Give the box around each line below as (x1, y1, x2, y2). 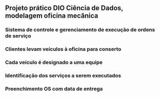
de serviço (5, 32, 31, 39)
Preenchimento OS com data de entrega (5, 86, 103, 92)
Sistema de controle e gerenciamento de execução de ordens (5, 27, 156, 33)
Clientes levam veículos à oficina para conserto (5, 46, 121, 53)
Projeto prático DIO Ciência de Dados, (5, 4, 123, 12)
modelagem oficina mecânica (5, 12, 98, 20)
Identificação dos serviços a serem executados (5, 72, 121, 79)
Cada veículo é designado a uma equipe (5, 59, 103, 66)
